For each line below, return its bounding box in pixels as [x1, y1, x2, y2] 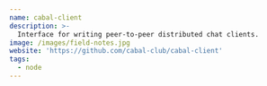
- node [17, 64, 42, 73]
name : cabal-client [9, 13, 83, 22]
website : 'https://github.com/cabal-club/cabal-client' [9, 47, 223, 56]
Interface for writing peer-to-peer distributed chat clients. [17, 30, 259, 39]
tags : [9, 55, 30, 64]
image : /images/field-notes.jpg [9, 38, 130, 47]
